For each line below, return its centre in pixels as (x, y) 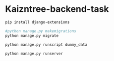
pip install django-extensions (37, 22)
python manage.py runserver (34, 54)
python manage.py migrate (32, 35)
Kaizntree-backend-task (57, 9)
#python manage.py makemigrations (41, 31)
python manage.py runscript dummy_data (46, 45)
